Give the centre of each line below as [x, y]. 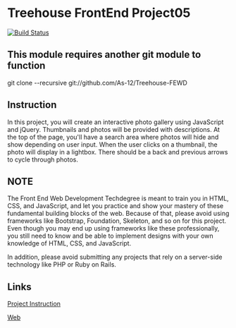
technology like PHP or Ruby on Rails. [62, 265]
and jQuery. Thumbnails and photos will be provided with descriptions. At [114, 129]
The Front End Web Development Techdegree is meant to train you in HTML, [118, 198]
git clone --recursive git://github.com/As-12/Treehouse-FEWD [98, 83]
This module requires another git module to [104, 55]
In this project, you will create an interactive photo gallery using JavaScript [116, 122]
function [26, 66]
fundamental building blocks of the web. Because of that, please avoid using [118, 214]
